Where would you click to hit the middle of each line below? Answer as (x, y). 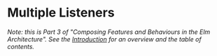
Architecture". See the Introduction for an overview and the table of (104, 39)
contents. (21, 46)
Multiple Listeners (61, 13)
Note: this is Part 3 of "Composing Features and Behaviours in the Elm (109, 32)
